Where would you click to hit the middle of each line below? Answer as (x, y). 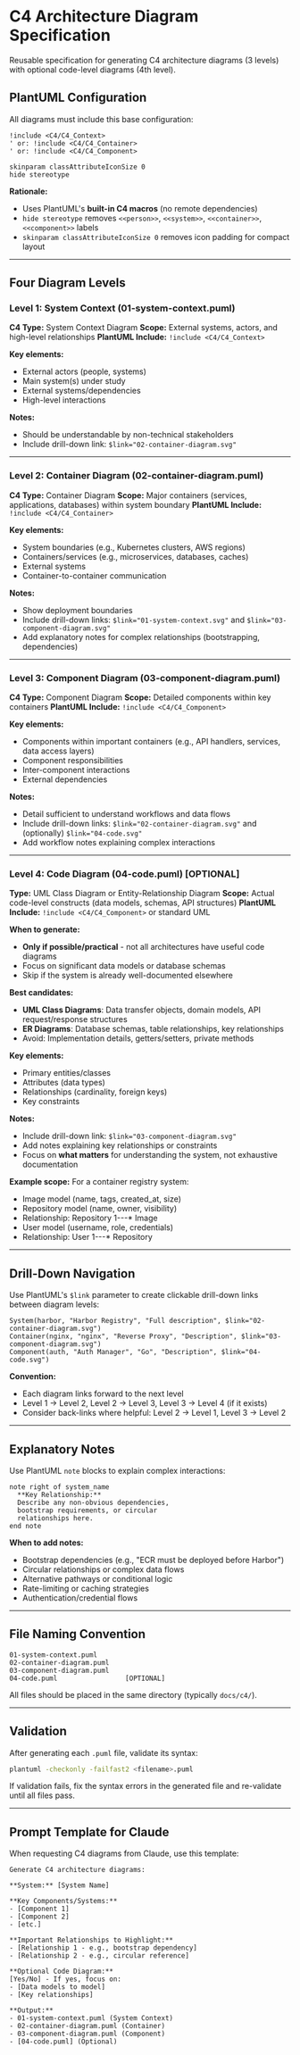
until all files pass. (42, 1795)
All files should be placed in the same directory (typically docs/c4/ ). (133, 1694)
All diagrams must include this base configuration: (101, 119)
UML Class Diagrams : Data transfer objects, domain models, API (142, 1010)
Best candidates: (42, 993)
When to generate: (45, 929)
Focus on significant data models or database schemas (124, 966)
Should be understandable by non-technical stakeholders (128, 435)
